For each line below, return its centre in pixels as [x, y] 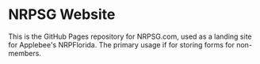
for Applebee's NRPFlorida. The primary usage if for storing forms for [122, 44]
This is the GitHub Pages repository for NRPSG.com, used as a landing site [130, 36]
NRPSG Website [62, 15]
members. [25, 53]
